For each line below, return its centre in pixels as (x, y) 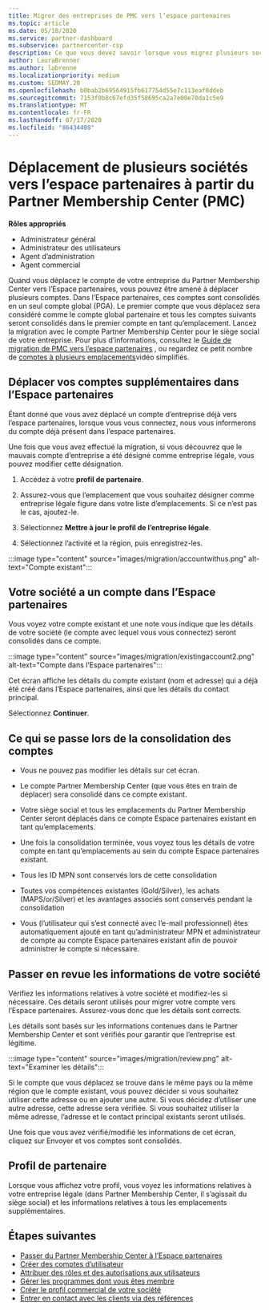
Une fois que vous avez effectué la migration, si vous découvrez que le (125, 447)
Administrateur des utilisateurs (70, 247)
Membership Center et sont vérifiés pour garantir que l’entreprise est (122, 1034)
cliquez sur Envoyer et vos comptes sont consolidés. (95, 1141)
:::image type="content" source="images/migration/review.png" (114, 1058)
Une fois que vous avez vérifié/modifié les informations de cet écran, (122, 1132)
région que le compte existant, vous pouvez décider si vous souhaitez (123, 1091)
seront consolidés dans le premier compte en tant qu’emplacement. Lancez (133, 322)
